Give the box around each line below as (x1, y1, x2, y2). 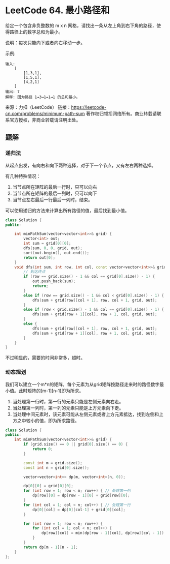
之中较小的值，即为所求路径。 (17, 418, 79, 424)
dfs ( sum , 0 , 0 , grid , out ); (23, 246, 82, 251)
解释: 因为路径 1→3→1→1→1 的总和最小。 (5, 95, 80, 100)
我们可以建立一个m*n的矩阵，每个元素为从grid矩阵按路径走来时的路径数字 (5, 381, 160, 387)
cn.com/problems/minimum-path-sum (5, 110, 85, 116)
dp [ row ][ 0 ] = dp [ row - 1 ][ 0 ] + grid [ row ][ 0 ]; (32, 493, 131, 498)
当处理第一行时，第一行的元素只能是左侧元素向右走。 (12, 398, 124, 404)
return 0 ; (32, 447, 53, 452)
